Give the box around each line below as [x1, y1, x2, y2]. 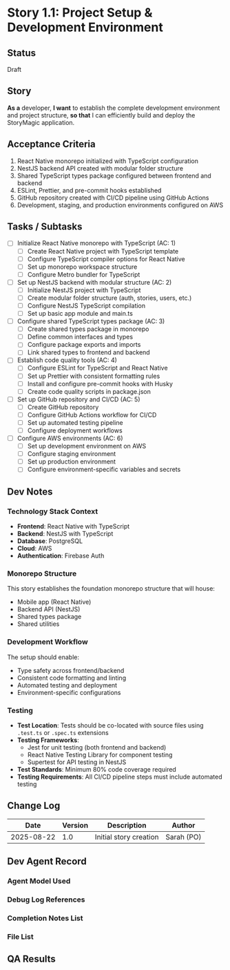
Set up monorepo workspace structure [27, 263, 138, 271]
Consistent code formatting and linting [17, 674, 126, 682]
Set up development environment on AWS [27, 442, 147, 450]
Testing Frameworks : [17, 736, 79, 744]
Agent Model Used [7, 876, 71, 886]
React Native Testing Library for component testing [27, 750, 173, 759]
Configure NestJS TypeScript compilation [27, 301, 146, 310]
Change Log [7, 800, 61, 812]
